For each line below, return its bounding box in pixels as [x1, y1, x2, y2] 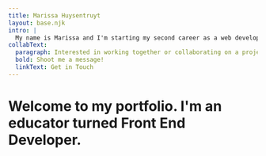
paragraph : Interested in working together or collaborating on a [15, 48, 239, 56]
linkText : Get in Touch [15, 63, 93, 71]
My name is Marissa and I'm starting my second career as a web [15, 33, 232, 42]
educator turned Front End [8, 114, 186, 131]
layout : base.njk [8, 19, 66, 27]
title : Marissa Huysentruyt [8, 11, 101, 20]
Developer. [8, 131, 82, 149]
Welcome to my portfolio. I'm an [8, 97, 222, 115]
